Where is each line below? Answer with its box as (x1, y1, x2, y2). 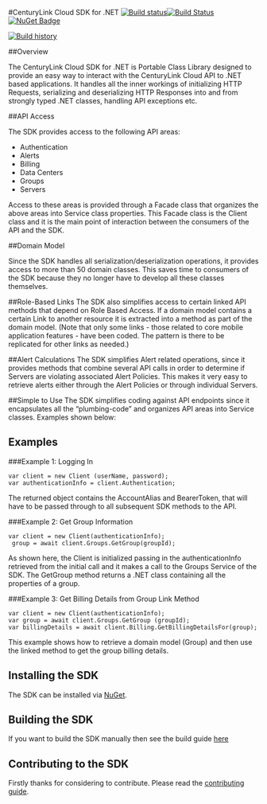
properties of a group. (8, 578, 80, 588)
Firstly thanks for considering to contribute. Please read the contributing (8, 779, 245, 788)
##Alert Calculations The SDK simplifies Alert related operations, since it (8, 355, 246, 364)
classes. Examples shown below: (8, 412, 117, 422)
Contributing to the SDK (8, 757, 130, 771)
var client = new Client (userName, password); (8, 472, 169, 480)
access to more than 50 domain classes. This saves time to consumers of (8, 265, 249, 274)
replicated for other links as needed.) (8, 339, 130, 349)
